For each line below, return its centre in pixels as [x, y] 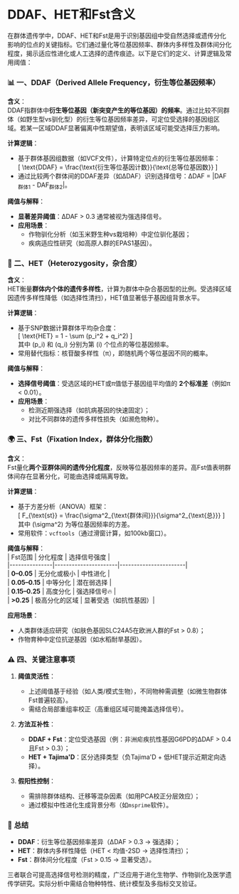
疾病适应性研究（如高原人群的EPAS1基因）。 [92, 243]
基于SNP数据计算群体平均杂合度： [68, 328]
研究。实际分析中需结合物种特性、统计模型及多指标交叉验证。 [110, 884]
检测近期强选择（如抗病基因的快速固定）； [89, 410]
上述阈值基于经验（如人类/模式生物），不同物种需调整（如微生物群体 [128, 691]
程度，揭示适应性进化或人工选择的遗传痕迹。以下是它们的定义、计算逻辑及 [116, 53]
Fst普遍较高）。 [50, 700]
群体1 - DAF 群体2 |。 [44, 186]
